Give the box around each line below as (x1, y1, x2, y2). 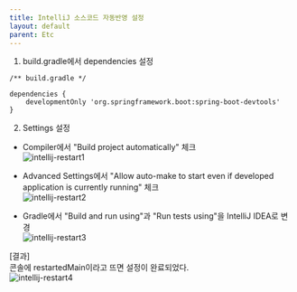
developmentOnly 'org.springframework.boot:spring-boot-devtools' (25, 98, 281, 107)
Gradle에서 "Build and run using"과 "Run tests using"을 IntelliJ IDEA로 (22, 211, 279, 221)
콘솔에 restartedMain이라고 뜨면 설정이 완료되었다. (9, 262, 190, 273)
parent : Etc (9, 30, 54, 39)
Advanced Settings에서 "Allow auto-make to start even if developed (22, 171, 274, 182)
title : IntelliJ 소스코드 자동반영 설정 (9, 13, 144, 23)
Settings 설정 (22, 123, 70, 134)
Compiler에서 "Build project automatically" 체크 (22, 142, 197, 153)
